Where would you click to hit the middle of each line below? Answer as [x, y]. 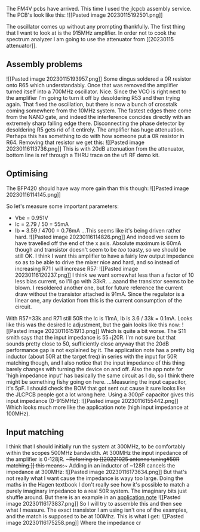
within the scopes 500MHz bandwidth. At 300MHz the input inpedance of [97, 453]
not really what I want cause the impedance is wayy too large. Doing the [95, 478]
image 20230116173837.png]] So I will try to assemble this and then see [94, 504]
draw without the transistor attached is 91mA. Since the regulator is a [100, 294]
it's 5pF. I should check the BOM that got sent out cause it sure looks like [96, 388]
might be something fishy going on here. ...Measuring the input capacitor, [96, 381]
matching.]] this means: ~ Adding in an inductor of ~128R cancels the [91, 466]
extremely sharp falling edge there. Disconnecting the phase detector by [96, 123]
